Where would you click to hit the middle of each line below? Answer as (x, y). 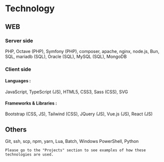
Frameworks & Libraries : (31, 103)
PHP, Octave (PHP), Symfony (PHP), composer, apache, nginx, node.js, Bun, (82, 51)
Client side (18, 69)
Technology (30, 9)
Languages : (18, 81)
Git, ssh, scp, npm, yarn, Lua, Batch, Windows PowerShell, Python (72, 141)
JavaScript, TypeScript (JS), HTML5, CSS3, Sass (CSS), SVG (67, 92)
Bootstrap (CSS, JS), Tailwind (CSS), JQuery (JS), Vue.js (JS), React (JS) (79, 114)
